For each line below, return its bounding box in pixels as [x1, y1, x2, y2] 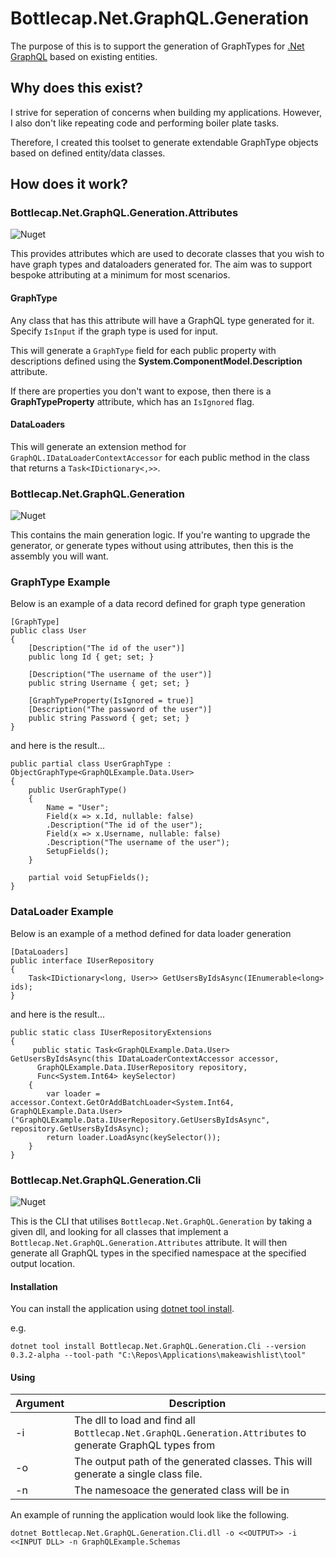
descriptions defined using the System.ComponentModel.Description [10, 355, 303, 367]
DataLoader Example [10, 905, 114, 919]
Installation [10, 1280, 58, 1292]
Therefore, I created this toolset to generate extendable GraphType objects [10, 136, 319, 148]
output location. [10, 1258, 76, 1270]
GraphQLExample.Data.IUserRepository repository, [36, 1062, 248, 1072]
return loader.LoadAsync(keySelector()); [46, 1132, 222, 1142]
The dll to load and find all [74, 1413, 196, 1427]
